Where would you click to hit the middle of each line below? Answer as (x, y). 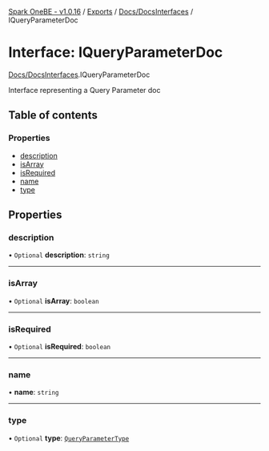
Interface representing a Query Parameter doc (84, 90)
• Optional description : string (59, 255)
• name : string (34, 393)
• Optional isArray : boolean (54, 300)
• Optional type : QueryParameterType (69, 438)
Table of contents (53, 115)
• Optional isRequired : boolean (59, 346)
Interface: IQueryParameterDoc (116, 52)
